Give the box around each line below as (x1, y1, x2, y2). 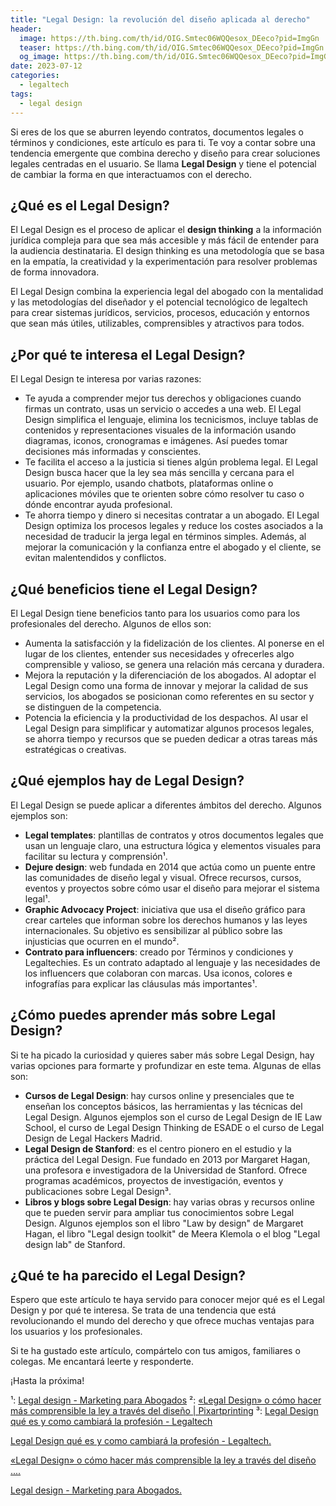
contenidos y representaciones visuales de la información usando (24, 424, 297, 436)
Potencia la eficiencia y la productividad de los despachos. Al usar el (24, 711, 308, 723)
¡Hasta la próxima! (10, 1375, 85, 1387)
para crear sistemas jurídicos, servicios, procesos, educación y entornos (10, 307, 310, 319)
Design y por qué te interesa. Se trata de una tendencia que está (10, 1304, 277, 1316)
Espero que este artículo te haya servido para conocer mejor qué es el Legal (10, 1294, 325, 1306)
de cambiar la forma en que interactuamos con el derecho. (10, 168, 253, 180)
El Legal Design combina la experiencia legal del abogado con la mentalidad (10, 286, 324, 298)
